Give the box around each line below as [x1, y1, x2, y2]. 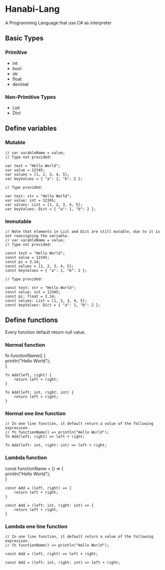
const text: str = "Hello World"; [5, 285, 77, 290]
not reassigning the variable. [5, 233, 70, 238]
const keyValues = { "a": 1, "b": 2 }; [5, 268, 87, 273]
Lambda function [5, 454, 47, 461]
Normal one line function [5, 410, 66, 417]
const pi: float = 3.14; [5, 294, 56, 299]
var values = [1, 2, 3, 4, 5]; [5, 172, 70, 177]
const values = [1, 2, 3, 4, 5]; [5, 263, 74, 269]
